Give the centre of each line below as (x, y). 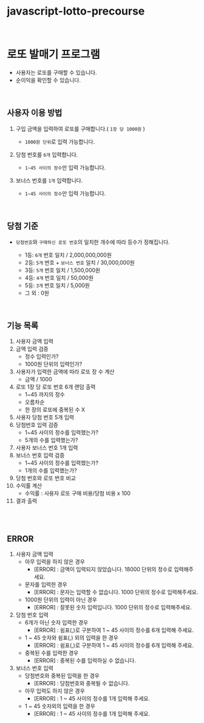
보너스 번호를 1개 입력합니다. (49, 180)
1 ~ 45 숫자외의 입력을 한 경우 (60, 706)
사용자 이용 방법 (35, 113)
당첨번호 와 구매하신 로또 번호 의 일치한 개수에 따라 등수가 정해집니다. (93, 242)
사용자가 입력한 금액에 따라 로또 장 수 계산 (65, 372)
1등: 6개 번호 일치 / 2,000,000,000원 (68, 255)
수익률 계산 (29, 486)
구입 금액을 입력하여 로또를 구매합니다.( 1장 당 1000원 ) (80, 128)
